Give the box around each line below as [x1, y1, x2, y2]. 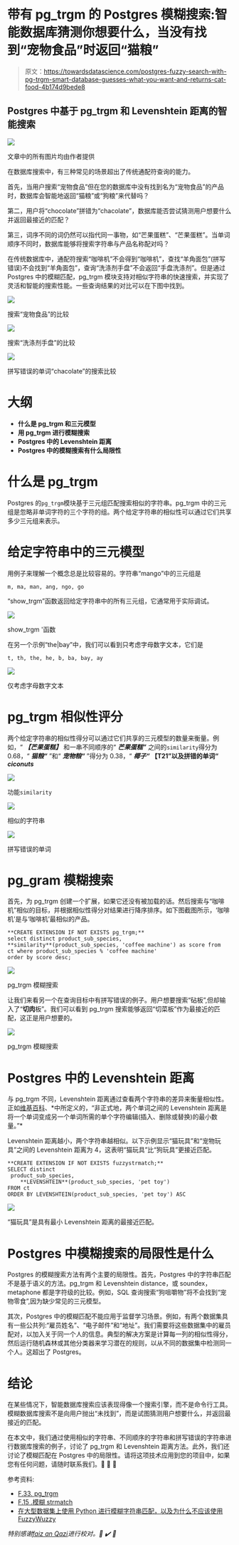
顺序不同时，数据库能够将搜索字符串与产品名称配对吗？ [7, 239, 169, 248]
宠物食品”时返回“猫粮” [26, 42, 159, 58]
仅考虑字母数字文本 [7, 681, 64, 690]
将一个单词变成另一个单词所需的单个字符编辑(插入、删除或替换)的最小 [7, 1112, 212, 1121]
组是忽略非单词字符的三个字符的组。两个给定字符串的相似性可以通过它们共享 [7, 507, 232, 516]
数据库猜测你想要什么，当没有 [20, 24, 195, 41]
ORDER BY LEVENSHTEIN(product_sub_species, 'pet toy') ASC [7, 1191, 186, 1198]
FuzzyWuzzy [17, 1515, 56, 1524]
